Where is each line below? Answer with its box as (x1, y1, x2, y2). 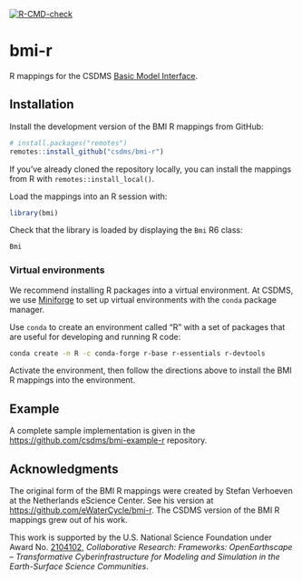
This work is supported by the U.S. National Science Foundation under (9, 532, 272, 543)
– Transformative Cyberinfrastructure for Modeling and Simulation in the (9, 551, 281, 563)
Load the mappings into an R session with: (9, 191, 168, 202)
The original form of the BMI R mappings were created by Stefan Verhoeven (9, 486, 293, 496)
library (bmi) (9, 208, 59, 217)
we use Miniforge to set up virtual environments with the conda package (9, 294, 277, 305)
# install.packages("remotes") (9, 138, 128, 147)
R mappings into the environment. (9, 375, 136, 386)
